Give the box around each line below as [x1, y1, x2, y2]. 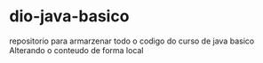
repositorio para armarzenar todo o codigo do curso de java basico [9, 35, 255, 46]
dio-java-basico [9, 6, 130, 27]
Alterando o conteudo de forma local [9, 44, 144, 55]
